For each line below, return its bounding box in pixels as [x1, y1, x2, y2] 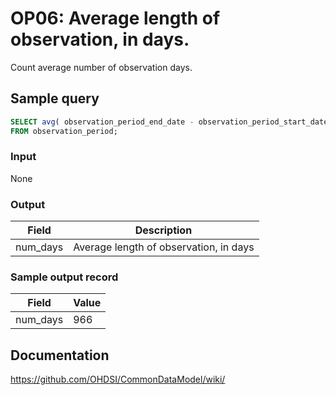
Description [134, 223, 193, 237]
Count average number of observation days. [10, 61, 193, 73]
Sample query [10, 90, 100, 107]
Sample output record [10, 270, 119, 284]
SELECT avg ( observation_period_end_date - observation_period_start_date [10, 117, 329, 127]
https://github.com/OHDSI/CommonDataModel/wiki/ [10, 373, 226, 386]
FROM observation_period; [10, 126, 118, 136]
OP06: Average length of [10, 7, 221, 30]
